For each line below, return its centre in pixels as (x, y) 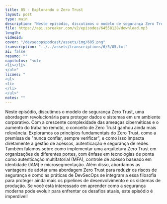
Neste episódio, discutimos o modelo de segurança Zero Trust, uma (75, 112)
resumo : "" (16, 56)
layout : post (19, 14)
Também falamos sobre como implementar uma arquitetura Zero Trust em (81, 149)
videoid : (14, 38)
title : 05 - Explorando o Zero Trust (44, 10)
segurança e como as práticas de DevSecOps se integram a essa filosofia (81, 175)
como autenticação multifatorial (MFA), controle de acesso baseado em (78, 159)
